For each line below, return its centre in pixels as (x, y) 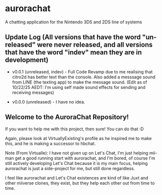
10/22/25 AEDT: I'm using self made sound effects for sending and (79, 87)
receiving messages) (33, 92)
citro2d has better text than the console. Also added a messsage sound (84, 77)
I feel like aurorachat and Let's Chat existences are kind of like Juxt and (77, 177)
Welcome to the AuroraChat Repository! (67, 117)
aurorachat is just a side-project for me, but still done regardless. (70, 168)
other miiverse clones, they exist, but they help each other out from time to (80, 183)
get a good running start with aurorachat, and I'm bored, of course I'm (85, 158)
